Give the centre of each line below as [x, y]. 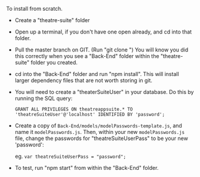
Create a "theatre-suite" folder [52, 20]
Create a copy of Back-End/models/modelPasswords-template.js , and [98, 126]
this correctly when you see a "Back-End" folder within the [87, 56]
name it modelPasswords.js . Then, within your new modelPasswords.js [100, 132]
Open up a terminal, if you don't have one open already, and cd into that [103, 32]
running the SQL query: [44, 98]
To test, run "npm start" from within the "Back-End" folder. [87, 168]
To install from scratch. [34, 9]
